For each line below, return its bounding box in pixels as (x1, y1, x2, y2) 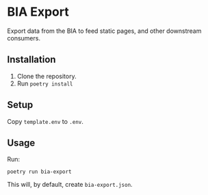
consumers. (7, 34, 41, 42)
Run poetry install (16, 79, 73, 88)
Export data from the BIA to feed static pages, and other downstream (7, 27, 202, 35)
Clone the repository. (16, 72, 77, 80)
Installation (7, 54, 56, 66)
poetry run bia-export (7, 168, 72, 175)
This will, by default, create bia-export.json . (7, 181, 133, 189)
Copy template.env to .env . (7, 117, 84, 125)
